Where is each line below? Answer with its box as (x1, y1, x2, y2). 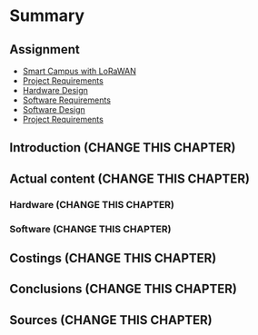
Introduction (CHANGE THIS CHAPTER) (9, 140, 236, 155)
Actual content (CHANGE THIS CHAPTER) (9, 171, 250, 186)
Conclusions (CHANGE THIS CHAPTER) (9, 281, 238, 297)
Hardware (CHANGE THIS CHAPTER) (9, 198, 175, 211)
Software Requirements (22, 94, 112, 105)
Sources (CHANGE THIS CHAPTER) (9, 312, 213, 328)
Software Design (22, 104, 86, 114)
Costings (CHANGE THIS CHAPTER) (9, 251, 217, 266)
